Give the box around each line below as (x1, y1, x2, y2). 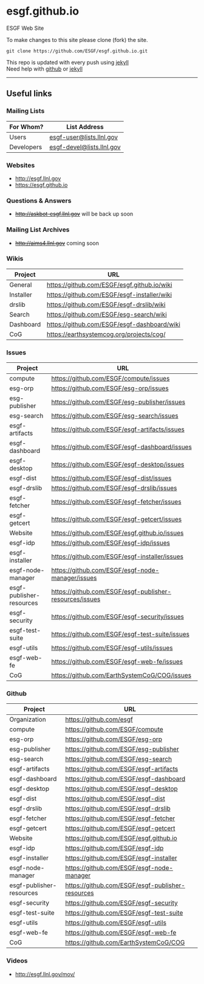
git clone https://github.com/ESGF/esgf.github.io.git (6, 47, 148, 54)
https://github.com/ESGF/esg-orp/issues (51, 384, 169, 393)
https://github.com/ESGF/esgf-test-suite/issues (51, 630, 190, 639)
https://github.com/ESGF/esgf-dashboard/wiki (46, 320, 181, 328)
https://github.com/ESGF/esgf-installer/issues (51, 552, 184, 561)
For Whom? (9, 122, 44, 131)
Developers (9, 142, 42, 151)
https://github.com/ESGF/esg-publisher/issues (51, 398, 186, 406)
